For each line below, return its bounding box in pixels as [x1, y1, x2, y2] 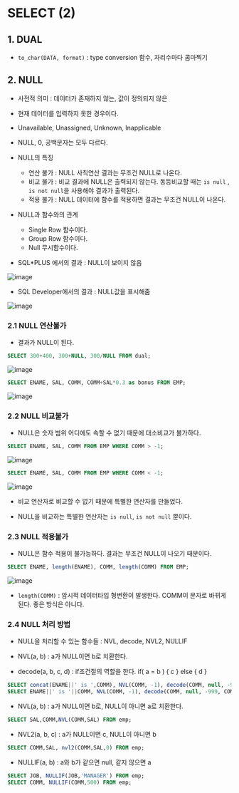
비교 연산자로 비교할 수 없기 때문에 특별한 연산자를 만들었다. [17, 497, 184, 505]
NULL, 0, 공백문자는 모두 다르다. [17, 138, 108, 147]
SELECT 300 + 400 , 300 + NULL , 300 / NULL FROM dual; [7, 353, 152, 360]
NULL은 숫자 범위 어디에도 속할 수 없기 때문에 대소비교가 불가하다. [17, 429, 201, 437]
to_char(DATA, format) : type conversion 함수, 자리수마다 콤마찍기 [17, 53, 208, 61]
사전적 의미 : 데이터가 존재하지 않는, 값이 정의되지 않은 [17, 94, 168, 103]
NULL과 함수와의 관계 [17, 210, 78, 219]
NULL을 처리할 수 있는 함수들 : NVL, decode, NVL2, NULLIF [17, 637, 188, 646]
